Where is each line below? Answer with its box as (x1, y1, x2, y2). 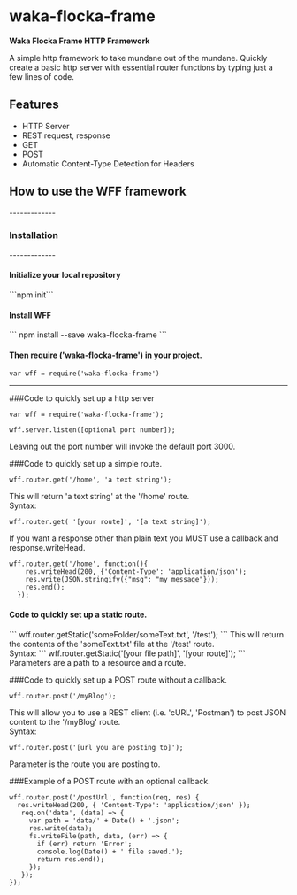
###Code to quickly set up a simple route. (9, 459, 162, 469)
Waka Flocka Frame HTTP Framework (9, 35, 150, 46)
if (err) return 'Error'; (36, 839, 133, 848)
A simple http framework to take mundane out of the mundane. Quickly (9, 52, 268, 63)
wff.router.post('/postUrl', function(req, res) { (9, 792, 200, 802)
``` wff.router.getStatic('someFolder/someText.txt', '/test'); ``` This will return (9, 629, 285, 639)
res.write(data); (28, 823, 93, 833)
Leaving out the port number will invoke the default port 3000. (9, 441, 236, 452)
